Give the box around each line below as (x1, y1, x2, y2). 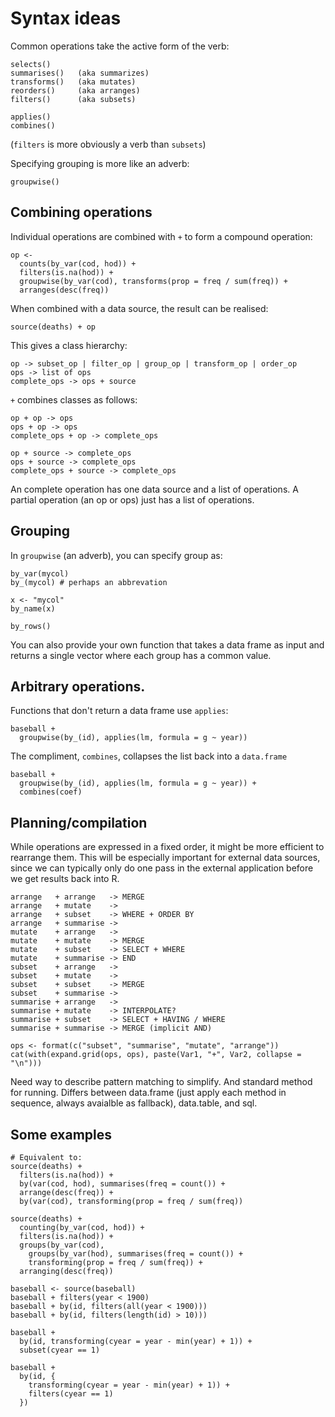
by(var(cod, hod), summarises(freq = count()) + (19, 1179, 226, 1189)
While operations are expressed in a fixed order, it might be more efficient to (10, 841, 325, 853)
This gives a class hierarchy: (10, 339, 128, 351)
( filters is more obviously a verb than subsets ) (10, 138, 207, 150)
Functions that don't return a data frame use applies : (10, 705, 229, 717)
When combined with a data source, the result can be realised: (10, 302, 269, 314)
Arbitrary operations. (10, 678, 146, 695)
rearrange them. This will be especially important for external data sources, (10, 852, 321, 864)
